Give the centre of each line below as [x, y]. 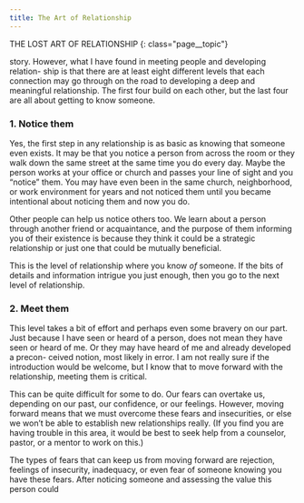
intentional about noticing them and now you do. [100, 201]
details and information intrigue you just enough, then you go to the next [144, 275]
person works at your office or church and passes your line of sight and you [151, 172]
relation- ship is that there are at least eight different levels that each [137, 71]
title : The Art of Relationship [70, 18]
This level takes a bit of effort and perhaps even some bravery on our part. [149, 328]
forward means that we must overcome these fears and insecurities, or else [151, 414]
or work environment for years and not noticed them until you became [141, 191]
